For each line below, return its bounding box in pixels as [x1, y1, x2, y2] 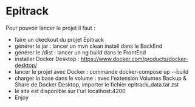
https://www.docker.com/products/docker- [80, 55, 189, 62]
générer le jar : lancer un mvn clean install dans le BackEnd [14, 42, 163, 50]
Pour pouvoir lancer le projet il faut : [5, 24, 95, 31]
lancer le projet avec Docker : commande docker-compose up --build [14, 68, 189, 75]
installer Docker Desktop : [14, 55, 80, 62]
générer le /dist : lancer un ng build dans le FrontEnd [14, 48, 146, 56]
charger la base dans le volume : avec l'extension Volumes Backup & [14, 74, 186, 82]
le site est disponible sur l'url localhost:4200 [14, 87, 126, 94]
